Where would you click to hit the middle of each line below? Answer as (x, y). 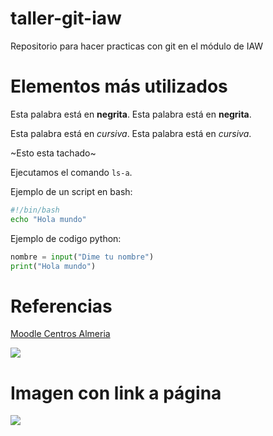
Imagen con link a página (116, 393)
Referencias (61, 306)
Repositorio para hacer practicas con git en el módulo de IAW (137, 46)
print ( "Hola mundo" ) (53, 266)
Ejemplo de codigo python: (66, 238)
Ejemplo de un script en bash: (71, 191)
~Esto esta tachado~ (53, 153)
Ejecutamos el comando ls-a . (71, 172)
